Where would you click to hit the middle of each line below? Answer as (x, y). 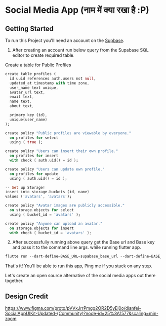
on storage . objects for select (42, 210)
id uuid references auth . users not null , (53, 79)
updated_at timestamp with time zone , (50, 83)
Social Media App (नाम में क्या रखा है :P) (77, 10)
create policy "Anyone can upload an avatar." (54, 224)
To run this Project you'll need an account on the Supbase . (65, 41)
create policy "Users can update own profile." (55, 169)
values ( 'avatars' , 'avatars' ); (38, 197)
